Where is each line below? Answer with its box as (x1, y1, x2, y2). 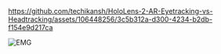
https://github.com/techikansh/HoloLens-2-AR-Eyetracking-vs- (8, 7, 213, 15)
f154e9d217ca (8, 23, 53, 32)
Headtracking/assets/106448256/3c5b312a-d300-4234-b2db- (8, 15, 213, 24)
